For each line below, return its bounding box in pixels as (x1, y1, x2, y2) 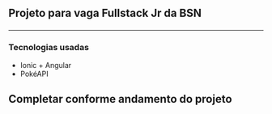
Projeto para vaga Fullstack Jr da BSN (8, 6, 202, 20)
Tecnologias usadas (8, 42, 89, 53)
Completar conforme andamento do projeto (8, 92, 232, 106)
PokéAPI (19, 69, 49, 78)
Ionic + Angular (19, 60, 72, 70)
